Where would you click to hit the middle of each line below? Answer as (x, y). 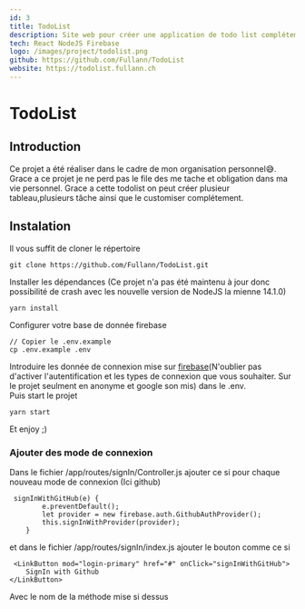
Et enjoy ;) (29, 429)
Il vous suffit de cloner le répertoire (75, 248)
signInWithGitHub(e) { (56, 498)
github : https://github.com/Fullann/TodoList (97, 60)
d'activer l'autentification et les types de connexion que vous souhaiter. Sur (151, 376)
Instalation (40, 227)
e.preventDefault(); (81, 506)
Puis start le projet (44, 395)
